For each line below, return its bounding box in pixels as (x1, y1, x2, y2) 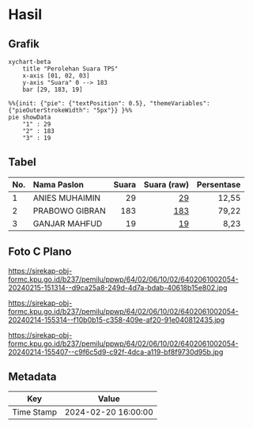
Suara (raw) (143, 179, 190, 190)
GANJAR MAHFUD (32, 218, 103, 229)
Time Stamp (12, 407, 58, 418)
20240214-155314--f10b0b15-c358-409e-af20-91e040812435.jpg (8, 315, 225, 324)
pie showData (8, 113, 51, 121)
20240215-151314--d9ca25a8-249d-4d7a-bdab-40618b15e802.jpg (8, 282, 228, 292)
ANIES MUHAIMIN (32, 192, 101, 203)
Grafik (8, 37, 40, 51)
